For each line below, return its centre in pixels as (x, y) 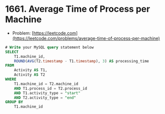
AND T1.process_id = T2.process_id (51, 88)
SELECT (12, 52)
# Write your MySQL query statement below (49, 47)
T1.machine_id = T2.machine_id (46, 84)
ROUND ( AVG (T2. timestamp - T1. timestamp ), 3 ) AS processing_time (82, 61)
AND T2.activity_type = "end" (45, 98)
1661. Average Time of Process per (78, 9)
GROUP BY (14, 102)
